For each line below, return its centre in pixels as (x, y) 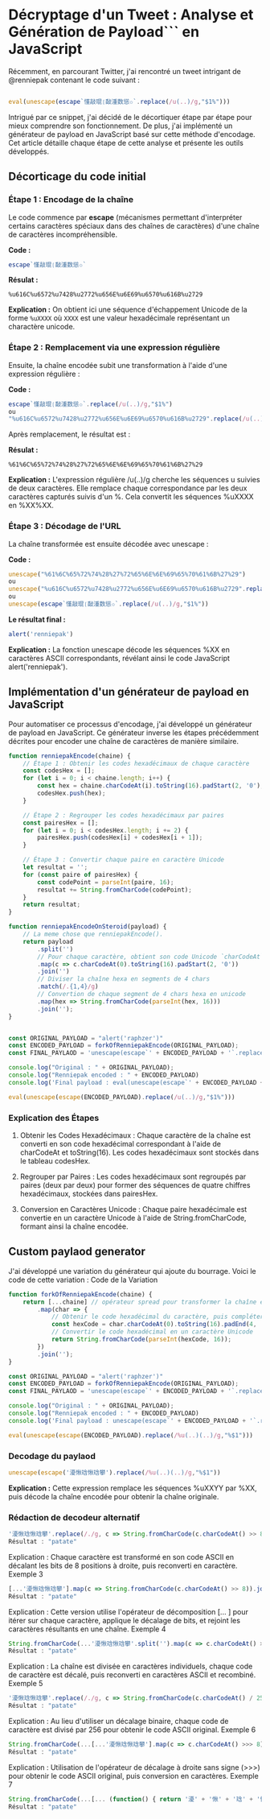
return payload (48, 941)
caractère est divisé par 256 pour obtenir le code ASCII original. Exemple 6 (132, 1730)
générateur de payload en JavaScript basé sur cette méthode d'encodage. (132, 134)
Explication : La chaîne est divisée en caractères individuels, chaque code (131, 1666)
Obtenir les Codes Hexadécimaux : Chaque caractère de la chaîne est (135, 1135)
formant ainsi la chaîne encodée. (74, 1226)
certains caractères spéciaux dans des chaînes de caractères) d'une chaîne (134, 225)
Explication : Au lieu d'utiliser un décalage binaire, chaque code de (119, 1722)
